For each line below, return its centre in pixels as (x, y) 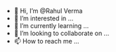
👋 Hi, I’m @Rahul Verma (48, 11)
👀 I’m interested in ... (44, 18)
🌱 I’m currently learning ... (51, 26)
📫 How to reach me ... (46, 41)
